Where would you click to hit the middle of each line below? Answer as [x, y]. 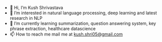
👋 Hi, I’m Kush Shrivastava [36, 8]
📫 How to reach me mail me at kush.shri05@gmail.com [66, 34]
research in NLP [26, 18]
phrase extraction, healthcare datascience [53, 29]
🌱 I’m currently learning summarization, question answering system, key [83, 23]
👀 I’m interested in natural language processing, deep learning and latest [83, 13]
